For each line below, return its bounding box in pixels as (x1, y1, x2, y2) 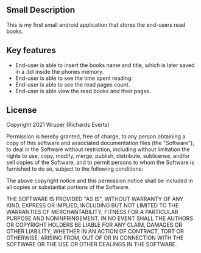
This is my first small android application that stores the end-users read (6, 21, 186, 28)
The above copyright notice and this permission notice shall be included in (6, 177, 193, 185)
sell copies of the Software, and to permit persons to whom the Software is (6, 159, 195, 166)
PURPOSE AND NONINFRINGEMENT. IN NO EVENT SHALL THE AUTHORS (6, 215, 194, 222)
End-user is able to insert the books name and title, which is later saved (15, 61, 195, 69)
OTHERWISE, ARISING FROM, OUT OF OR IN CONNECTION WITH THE (6, 234, 184, 241)
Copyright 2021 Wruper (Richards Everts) (6, 121, 110, 129)
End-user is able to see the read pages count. (15, 80, 130, 88)
